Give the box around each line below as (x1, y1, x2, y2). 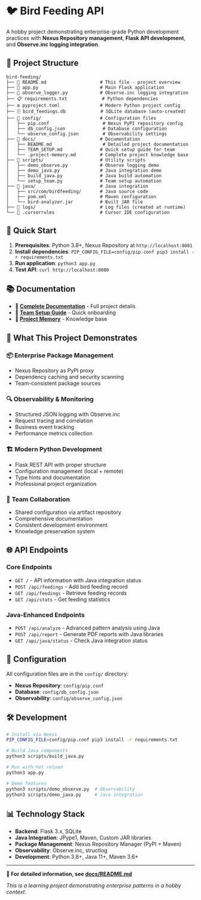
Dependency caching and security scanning (14, 373, 124, 381)
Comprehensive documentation (14, 515, 93, 522)
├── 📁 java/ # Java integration (6, 183, 148, 189)
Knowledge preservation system (14, 527, 95, 535)
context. (6, 889, 27, 896)
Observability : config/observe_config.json (14, 694, 123, 701)
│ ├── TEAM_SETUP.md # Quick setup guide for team (6, 147, 175, 153)
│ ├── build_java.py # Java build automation (6, 172, 162, 179)
